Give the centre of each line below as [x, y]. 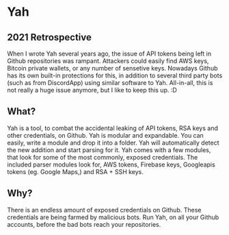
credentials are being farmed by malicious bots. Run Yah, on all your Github [113, 217]
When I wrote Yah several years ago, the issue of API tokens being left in [109, 53]
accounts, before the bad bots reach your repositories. [84, 224]
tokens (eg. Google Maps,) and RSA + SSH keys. [75, 171]
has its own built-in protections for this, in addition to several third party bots [115, 75]
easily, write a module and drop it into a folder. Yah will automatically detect [113, 143]
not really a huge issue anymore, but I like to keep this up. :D [92, 90]
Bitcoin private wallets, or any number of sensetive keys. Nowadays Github [112, 68]
